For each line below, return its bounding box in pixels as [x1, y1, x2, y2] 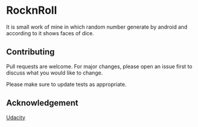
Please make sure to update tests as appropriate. [6, 80, 127, 88]
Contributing [6, 47, 55, 57]
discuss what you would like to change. [6, 69, 103, 76]
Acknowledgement [6, 98, 79, 108]
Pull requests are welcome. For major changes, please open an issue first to [6, 63, 193, 70]
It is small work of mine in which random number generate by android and [6, 23, 188, 30]
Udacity [6, 114, 26, 121]
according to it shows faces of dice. [6, 29, 94, 36]
